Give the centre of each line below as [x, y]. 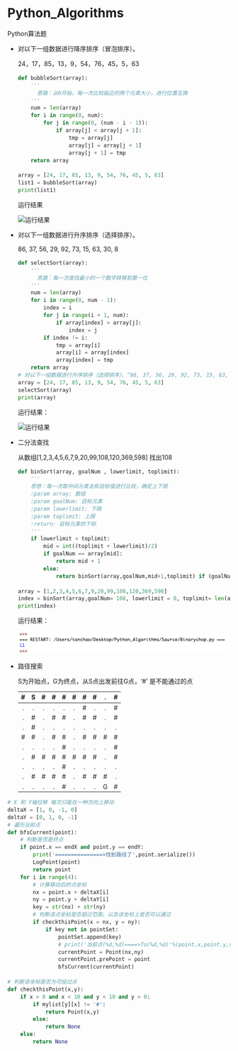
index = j [83, 330]
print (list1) [37, 190]
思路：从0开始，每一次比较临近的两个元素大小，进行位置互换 [112, 93]
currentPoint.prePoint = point [104, 960]
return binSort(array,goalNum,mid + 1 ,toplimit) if [130, 576]
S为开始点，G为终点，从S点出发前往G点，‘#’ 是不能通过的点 [105, 681]
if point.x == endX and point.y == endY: [82, 847]
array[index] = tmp [84, 360]
